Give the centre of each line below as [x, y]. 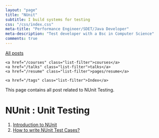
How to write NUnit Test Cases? [46, 130]
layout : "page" [21, 10]
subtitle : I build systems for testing [48, 19]
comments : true [21, 39]
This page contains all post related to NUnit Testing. [60, 89]
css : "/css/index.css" [29, 24]
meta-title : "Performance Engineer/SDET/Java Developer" [67, 29]
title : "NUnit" [21, 15]
